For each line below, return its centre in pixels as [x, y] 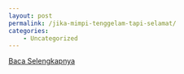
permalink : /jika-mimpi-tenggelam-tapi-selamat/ [92, 23]
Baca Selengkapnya [42, 61]
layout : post [31, 16]
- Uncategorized [51, 38]
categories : [28, 31]
